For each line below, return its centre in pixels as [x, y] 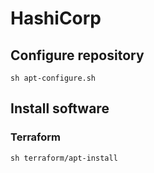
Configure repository [77, 55]
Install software [60, 108]
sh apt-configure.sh [53, 78]
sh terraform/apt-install [64, 158]
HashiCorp [56, 18]
